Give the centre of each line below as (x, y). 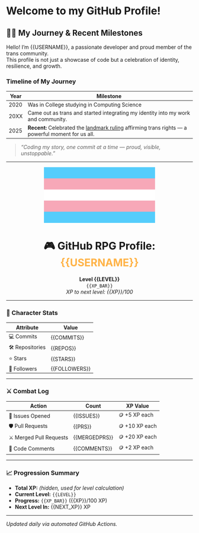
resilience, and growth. (34, 66)
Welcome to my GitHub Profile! (84, 11)
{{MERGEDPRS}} (93, 437)
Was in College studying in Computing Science (85, 105)
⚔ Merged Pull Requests (38, 437)
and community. (47, 119)
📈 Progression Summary (43, 472)
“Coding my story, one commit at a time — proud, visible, (91, 147)
